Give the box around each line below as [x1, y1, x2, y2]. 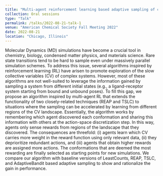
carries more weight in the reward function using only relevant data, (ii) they [5, 134, 157, 140]
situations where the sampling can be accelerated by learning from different [5, 103, 157, 109]
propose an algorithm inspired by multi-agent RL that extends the [5, 93, 136, 99]
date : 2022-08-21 [5, 29, 40, 34]
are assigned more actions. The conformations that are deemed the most [5, 145, 151, 150]
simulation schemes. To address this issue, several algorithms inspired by [5, 62, 152, 68]
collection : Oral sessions [5, 12, 60, 16]
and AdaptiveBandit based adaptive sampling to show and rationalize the [5, 160, 151, 166]
